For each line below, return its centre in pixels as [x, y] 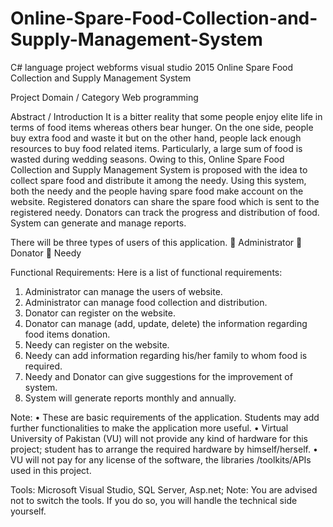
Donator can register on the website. [100, 313]
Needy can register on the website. [97, 344]
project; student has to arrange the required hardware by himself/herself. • [164, 449]
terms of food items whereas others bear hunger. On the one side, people [162, 127]
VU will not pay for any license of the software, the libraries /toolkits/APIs [161, 459]
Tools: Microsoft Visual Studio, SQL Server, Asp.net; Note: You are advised [164, 489]
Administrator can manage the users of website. [123, 291]
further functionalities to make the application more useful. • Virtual [149, 428]
